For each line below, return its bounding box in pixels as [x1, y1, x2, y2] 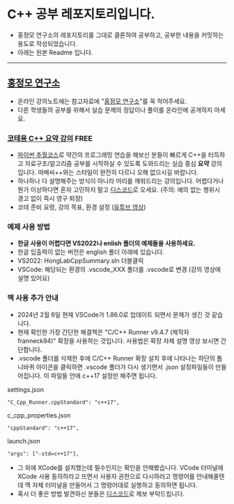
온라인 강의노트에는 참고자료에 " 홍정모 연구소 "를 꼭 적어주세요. [17, 97, 187, 105]
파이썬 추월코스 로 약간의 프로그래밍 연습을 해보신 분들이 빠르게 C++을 [17, 151, 207, 159]
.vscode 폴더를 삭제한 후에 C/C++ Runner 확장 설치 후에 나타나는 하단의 [17, 353, 216, 362]
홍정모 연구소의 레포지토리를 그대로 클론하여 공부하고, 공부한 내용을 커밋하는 [17, 31, 224, 39]
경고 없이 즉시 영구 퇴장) [17, 194, 84, 203]
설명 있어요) [17, 274, 50, 282]
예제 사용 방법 [7, 222, 51, 231]
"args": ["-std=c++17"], [7, 450, 79, 457]
